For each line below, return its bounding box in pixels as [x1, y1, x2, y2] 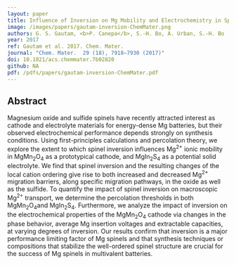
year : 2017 [7, 37, 39, 44]
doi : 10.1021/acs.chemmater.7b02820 [7, 56, 114, 63]
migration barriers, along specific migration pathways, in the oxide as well [7, 177, 221, 186]
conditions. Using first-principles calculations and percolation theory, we [7, 136, 218, 145]
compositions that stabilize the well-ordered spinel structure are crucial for [7, 242, 223, 250]
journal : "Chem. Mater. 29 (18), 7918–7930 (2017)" [7, 50, 165, 57]
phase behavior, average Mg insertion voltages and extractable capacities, [7, 219, 223, 228]
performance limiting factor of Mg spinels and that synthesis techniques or [7, 234, 223, 243]
